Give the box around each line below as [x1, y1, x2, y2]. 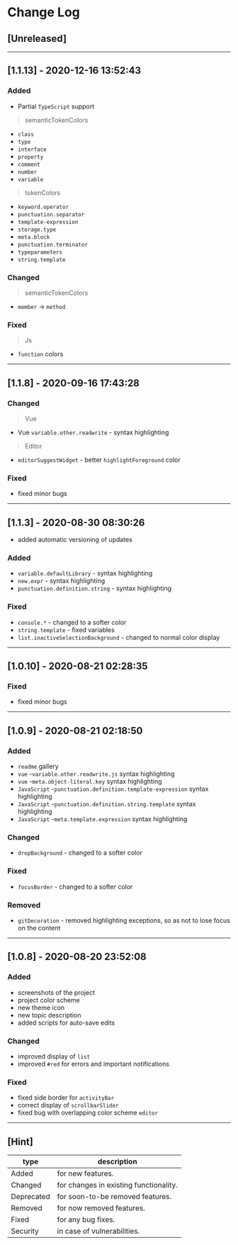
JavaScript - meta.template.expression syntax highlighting [17, 815, 188, 823]
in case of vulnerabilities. [57, 1227, 140, 1236]
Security [11, 1227, 39, 1236]
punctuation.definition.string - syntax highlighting [17, 584, 172, 592]
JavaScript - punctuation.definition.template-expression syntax [17, 784, 209, 794]
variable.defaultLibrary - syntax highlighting [17, 569, 153, 578]
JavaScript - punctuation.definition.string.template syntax [17, 800, 196, 809]
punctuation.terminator [17, 241, 89, 248]
